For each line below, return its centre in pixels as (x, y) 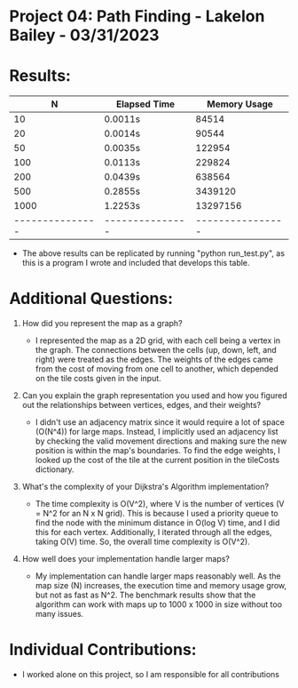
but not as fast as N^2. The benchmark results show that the (145, 595)
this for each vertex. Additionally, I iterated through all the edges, (153, 532)
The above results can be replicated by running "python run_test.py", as (153, 253)
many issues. (59, 614)
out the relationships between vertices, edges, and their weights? (141, 405)
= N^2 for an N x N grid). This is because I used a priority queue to (157, 514)
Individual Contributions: (103, 650)
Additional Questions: (91, 299)
